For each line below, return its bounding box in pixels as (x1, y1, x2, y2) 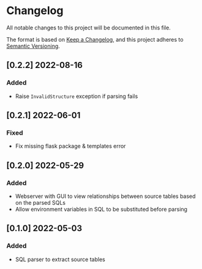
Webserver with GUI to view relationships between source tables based (15, 192, 196, 200)
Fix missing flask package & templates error (15, 142, 126, 150)
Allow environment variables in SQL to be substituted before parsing (15, 206, 188, 213)
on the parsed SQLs (15, 199, 66, 206)
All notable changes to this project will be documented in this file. (6, 24, 171, 31)
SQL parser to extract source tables (15, 256, 105, 263)
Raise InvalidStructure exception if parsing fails (15, 93, 138, 100)
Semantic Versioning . (6, 42, 60, 50)
